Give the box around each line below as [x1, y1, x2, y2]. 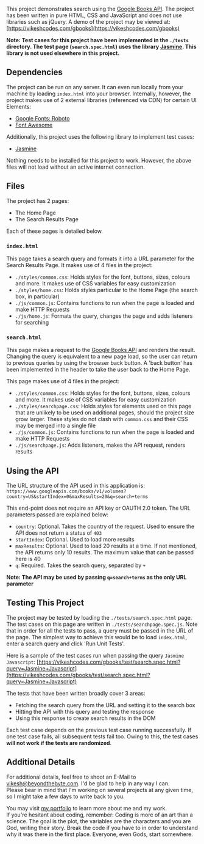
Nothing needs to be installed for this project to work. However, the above [6, 156, 192, 164]
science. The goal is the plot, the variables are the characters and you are [6, 817, 191, 824]
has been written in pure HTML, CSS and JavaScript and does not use [6, 12, 182, 19]
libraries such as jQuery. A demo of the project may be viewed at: [6, 18, 171, 25]
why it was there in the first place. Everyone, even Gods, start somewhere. [6, 831, 193, 838]
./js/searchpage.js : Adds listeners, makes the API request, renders [15, 441, 186, 449]
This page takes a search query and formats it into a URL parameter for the [6, 255, 195, 262]
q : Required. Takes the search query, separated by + [15, 562, 146, 569]
